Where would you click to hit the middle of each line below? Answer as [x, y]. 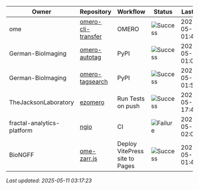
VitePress [130, 151]
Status [163, 12]
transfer [91, 36]
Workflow [131, 12]
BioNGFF [22, 155]
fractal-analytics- [35, 123]
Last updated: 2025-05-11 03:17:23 [49, 181]
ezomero [92, 102]
